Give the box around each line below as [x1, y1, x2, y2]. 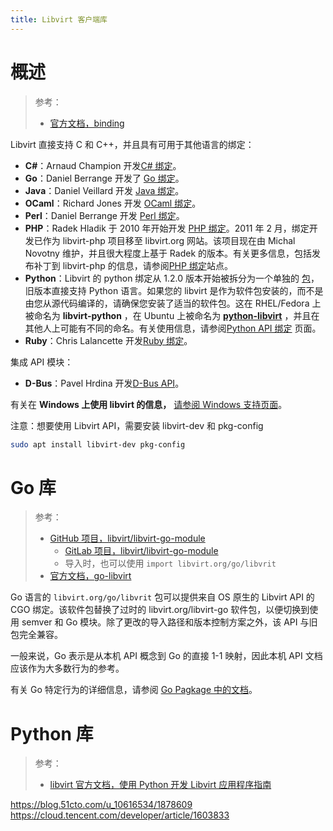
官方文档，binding [49, 117, 125, 129]
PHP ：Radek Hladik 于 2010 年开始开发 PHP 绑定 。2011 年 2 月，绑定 [24, 222, 310, 234]
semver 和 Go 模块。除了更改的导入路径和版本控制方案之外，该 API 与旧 [21, 616, 318, 628]
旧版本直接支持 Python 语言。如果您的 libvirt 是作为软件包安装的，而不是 [24, 284, 324, 296]
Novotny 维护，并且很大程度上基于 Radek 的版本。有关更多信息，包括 [24, 247, 313, 259]
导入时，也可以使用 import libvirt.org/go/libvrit [64, 557, 277, 570]
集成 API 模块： [10, 356, 74, 368]
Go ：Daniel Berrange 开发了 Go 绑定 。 [24, 172, 185, 184]
